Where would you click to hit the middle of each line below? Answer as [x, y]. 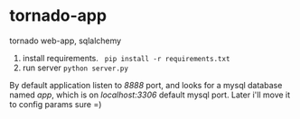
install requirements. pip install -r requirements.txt [126, 58]
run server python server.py [75, 68]
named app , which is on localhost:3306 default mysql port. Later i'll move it [150, 95]
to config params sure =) [56, 104]
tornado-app [58, 16]
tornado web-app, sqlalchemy [66, 41]
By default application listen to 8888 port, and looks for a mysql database [146, 85]
